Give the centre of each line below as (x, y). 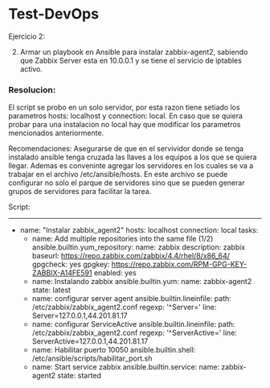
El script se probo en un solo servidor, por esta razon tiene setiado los (124, 107)
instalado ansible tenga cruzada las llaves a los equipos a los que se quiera (133, 157)
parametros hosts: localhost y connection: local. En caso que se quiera (126, 116)
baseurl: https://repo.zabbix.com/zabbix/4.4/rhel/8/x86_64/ (131, 256)
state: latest (51, 290)
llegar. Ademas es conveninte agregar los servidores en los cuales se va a (131, 166)
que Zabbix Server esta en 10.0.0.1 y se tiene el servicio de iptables (131, 60)
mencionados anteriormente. (56, 133)
